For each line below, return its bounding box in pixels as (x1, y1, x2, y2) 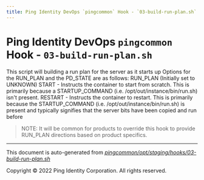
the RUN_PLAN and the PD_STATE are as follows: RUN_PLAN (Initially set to (6, 74, 195, 82)
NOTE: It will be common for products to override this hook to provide (21, 125, 195, 132)
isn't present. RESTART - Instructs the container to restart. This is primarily (6, 93, 193, 101)
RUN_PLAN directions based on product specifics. (21, 131, 148, 138)
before (6, 113, 23, 120)
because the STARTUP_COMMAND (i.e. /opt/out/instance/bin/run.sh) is (6, 100, 185, 107)
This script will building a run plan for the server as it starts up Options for (6, 68, 191, 75)
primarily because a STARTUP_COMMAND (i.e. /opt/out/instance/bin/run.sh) (6, 87, 198, 95)
